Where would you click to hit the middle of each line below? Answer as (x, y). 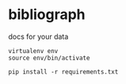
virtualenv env (33, 51)
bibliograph (47, 15)
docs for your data (38, 36)
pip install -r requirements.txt (63, 72)
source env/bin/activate (49, 58)
